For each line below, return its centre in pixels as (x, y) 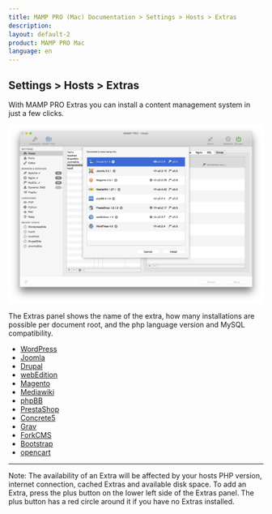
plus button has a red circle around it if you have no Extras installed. (121, 501)
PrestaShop (40, 409)
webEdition (39, 375)
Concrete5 (38, 418)
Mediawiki (37, 392)
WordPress (38, 349)
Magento (35, 383)
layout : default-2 (39, 34)
